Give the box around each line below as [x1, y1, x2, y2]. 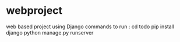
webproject [6, 4, 63, 17]
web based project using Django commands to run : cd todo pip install [6, 23, 175, 30]
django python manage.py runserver [6, 29, 94, 36]
